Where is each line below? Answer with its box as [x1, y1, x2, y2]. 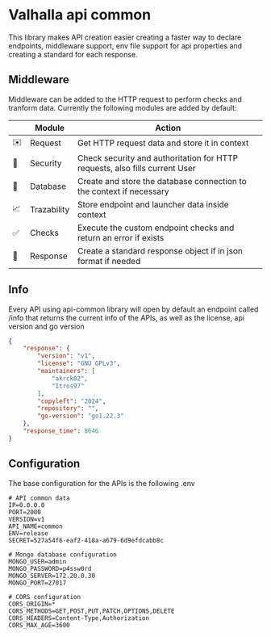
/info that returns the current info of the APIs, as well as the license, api [8, 312, 244, 322]
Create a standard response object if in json [77, 245, 244, 256]
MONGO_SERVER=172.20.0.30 [8, 572, 95, 580]
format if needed [77, 255, 141, 266]
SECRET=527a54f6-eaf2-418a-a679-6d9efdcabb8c [8, 536, 164, 544]
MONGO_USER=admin [8, 557, 67, 566]
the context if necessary [77, 186, 169, 197]
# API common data [8, 494, 70, 502]
